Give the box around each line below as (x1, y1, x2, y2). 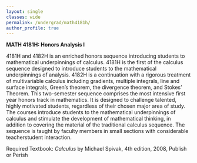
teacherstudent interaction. (6, 134, 72, 141)
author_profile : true (6, 25, 59, 31)
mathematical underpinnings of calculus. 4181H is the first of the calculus (6, 59, 183, 66)
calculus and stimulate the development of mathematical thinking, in (6, 115, 171, 122)
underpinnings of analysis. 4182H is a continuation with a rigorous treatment (6, 71, 191, 78)
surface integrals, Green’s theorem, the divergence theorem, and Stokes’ (6, 84, 182, 91)
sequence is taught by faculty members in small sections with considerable (6, 128, 189, 135)
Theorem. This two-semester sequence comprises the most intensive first (6, 90, 186, 97)
